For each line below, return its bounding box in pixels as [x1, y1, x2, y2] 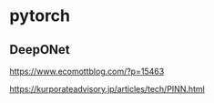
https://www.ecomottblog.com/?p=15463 [9, 66, 165, 77]
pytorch [9, 5, 71, 26]
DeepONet [9, 42, 70, 57]
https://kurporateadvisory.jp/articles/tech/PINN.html [9, 84, 205, 94]
